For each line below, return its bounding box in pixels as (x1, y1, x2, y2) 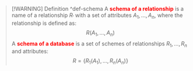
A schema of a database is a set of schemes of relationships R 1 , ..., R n (11, 39, 188, 49)
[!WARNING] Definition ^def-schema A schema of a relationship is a (11, 5, 184, 12)
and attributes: (11, 48, 49, 55)
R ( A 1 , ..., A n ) (86, 29, 115, 38)
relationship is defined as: (11, 19, 77, 27)
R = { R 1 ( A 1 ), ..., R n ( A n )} (72, 57, 129, 66)
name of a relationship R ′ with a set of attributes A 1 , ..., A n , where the (11, 12, 183, 20)
